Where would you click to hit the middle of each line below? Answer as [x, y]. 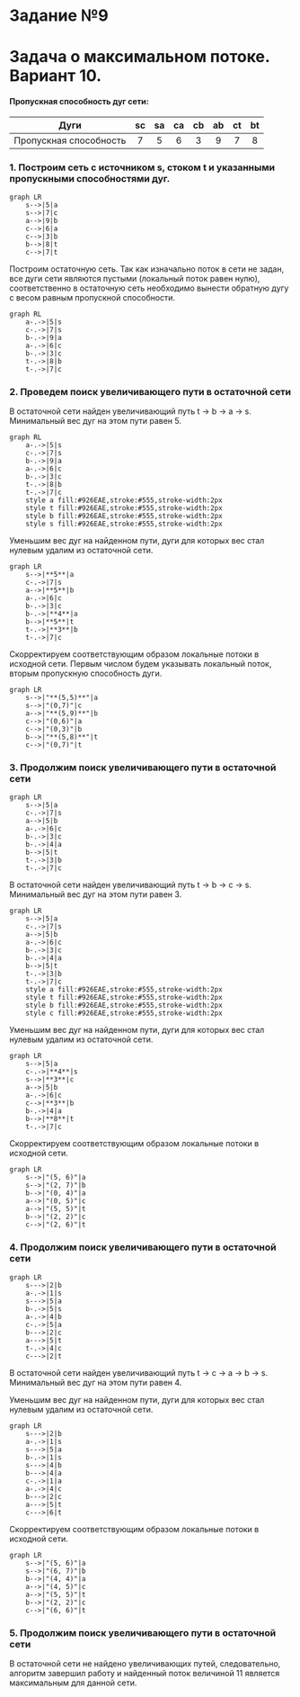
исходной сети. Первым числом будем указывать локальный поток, [141, 664]
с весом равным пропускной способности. [93, 297]
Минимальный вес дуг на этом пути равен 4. [96, 1382]
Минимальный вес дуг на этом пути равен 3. [96, 894]
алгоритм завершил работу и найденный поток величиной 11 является [145, 1674]
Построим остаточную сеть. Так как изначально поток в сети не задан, [147, 269]
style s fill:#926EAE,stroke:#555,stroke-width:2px [124, 524]
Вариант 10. [55, 76]
